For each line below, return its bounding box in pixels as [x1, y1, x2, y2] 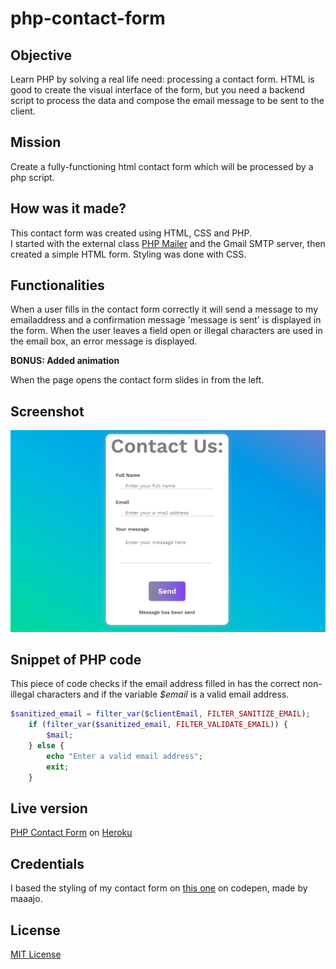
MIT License [10, 948, 62, 960]
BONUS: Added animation [10, 355, 120, 367]
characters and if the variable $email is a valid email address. [36, 688, 290, 701]
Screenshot [10, 403, 85, 420]
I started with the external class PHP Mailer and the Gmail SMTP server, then [10, 237, 326, 249]
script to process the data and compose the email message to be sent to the [10, 95, 325, 106]
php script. [10, 171, 55, 183]
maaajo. [10, 893, 43, 905]
